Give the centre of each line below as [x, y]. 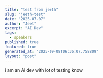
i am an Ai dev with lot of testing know [44, 70]
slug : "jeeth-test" [25, 14]
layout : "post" [21, 56]
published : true [22, 42]
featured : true [21, 47]
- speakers [21, 38]
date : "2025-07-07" [25, 19]
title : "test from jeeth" [32, 10]
